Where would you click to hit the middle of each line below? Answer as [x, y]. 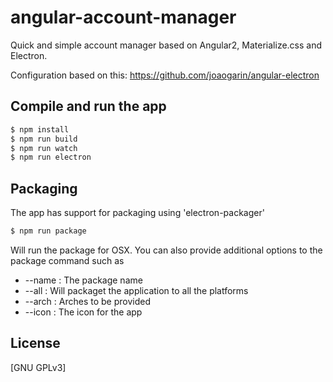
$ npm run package [48, 231]
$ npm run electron [51, 157]
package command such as [67, 260]
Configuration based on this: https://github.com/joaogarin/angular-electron [165, 75]
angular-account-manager [123, 17]
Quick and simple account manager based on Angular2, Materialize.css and [166, 45]
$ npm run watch [44, 148]
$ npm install [40, 129]
